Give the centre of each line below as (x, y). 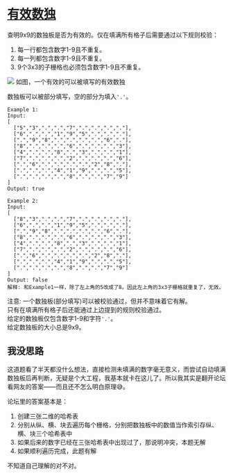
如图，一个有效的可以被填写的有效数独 (70, 81)
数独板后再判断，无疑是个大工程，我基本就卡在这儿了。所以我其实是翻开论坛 (116, 378)
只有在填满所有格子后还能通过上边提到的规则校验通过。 (86, 309)
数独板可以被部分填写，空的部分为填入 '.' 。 (70, 96)
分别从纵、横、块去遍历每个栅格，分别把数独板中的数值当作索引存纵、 (118, 425)
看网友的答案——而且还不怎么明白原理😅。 (68, 386)
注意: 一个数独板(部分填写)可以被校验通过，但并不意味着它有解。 (100, 301)
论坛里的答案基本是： (37, 401)
